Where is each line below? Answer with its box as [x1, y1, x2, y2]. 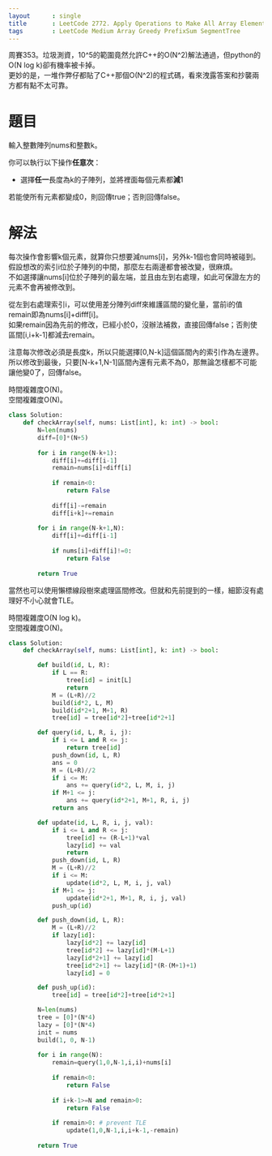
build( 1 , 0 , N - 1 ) [37, 1036, 96, 1044]
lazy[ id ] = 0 [66, 969, 111, 978]
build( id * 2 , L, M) [51, 698, 114, 707]
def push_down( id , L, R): [37, 916, 125, 925]
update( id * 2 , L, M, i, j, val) [66, 879, 172, 887]
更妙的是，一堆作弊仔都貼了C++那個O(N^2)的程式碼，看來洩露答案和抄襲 [8, 71, 253, 80]
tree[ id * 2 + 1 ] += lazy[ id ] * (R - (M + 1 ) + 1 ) [66, 961, 198, 969]
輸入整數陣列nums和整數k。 [8, 140, 102, 150]
